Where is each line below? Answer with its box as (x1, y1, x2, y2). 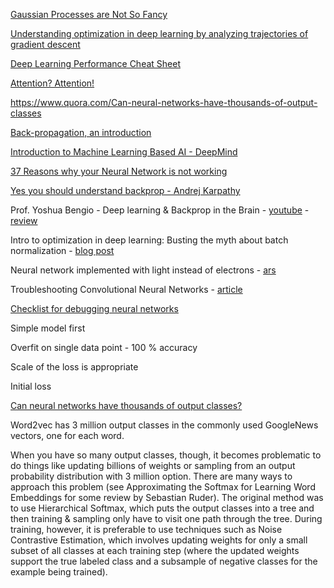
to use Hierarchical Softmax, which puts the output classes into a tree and (10, 502, 315, 514)
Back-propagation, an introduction (10, 127, 152, 138)
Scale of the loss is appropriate (10, 361, 139, 373)
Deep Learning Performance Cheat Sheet (10, 58, 181, 69)
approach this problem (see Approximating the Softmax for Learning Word (10, 481, 316, 493)
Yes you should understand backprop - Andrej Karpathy (10, 185, 241, 196)
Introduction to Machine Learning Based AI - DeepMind (10, 146, 238, 158)
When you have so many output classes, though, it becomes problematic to (10, 449, 322, 461)
